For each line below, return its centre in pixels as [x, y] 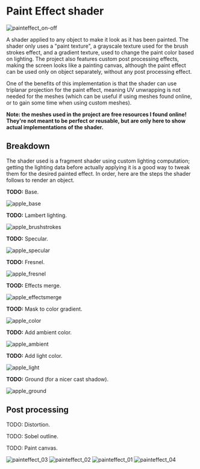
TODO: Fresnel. [26, 262]
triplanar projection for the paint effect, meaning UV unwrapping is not [93, 89]
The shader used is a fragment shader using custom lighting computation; [98, 161]
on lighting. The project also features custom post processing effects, [93, 59]
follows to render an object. [40, 180]
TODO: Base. [23, 192]
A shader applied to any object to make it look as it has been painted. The [97, 39]
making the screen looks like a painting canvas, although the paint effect [96, 65]
